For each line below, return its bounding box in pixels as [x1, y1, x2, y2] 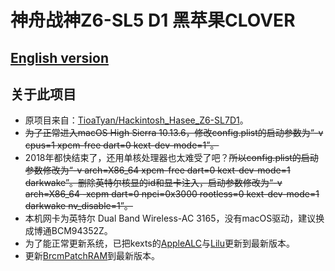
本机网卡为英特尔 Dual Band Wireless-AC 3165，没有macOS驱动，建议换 [24, 212, 325, 225]
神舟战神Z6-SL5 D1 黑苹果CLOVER [10, 9, 296, 32]
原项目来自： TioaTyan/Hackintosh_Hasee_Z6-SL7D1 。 [24, 114, 249, 126]
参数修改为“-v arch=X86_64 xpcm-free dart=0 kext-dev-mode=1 [24, 164, 291, 176]
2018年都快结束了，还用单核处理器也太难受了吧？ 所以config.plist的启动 [24, 152, 319, 164]
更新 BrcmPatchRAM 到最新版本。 [24, 250, 161, 262]
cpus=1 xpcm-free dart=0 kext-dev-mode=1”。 [24, 139, 220, 151]
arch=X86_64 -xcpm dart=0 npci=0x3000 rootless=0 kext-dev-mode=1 [24, 188, 320, 200]
